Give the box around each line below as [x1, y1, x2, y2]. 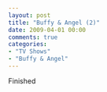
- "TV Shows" [8, 48, 51, 55]
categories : [8, 41, 47, 48]
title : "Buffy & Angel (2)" [8, 19, 101, 27]
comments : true [8, 33, 58, 41]
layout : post [8, 11, 51, 19]
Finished [8, 76, 36, 86]
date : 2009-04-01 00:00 [8, 26, 87, 34]
